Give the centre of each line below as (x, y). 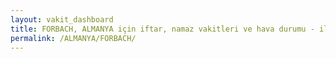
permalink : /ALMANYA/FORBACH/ (73, 38)
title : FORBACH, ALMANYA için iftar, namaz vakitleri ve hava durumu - (162, 29)
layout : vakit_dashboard (62, 19)
